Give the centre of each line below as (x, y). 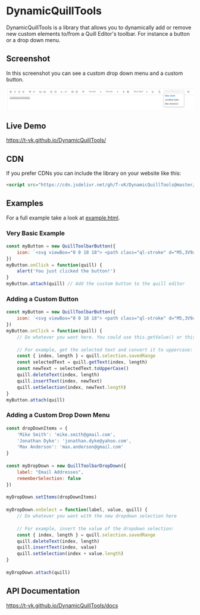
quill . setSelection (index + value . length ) (70, 554)
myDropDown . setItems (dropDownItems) (51, 497)
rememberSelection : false (49, 478)
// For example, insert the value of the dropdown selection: (96, 528)
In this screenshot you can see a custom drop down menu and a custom (95, 73)
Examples (25, 203)
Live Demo (26, 126)
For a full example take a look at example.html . (63, 218)
